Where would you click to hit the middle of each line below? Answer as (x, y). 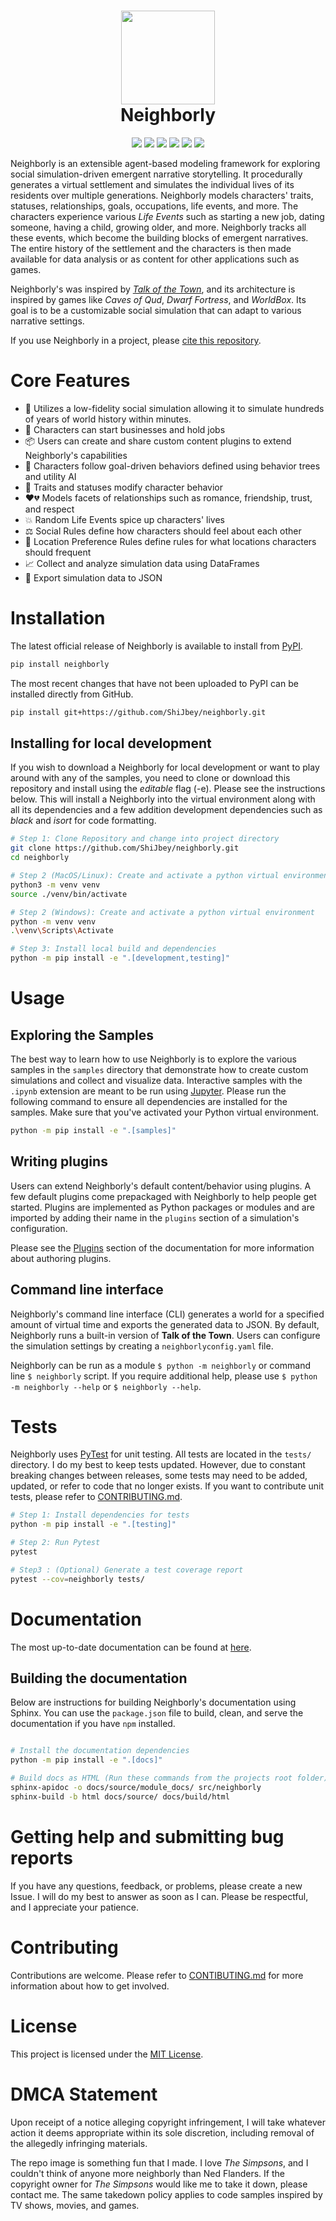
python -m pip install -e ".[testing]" (93, 1525)
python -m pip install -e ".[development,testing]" (120, 958)
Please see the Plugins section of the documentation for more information (162, 1247)
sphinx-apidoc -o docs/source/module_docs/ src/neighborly (136, 1788)
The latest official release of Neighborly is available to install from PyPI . (157, 646)
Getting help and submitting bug (147, 1837)
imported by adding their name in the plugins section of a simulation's (155, 1217)
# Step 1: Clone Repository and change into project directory (145, 839)
